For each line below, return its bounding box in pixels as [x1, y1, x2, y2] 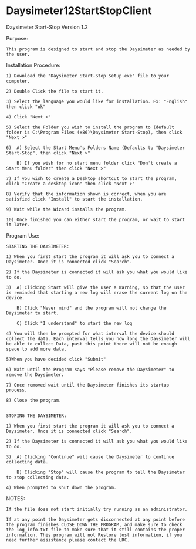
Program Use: [6, 232, 40, 239]
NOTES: [6, 494, 25, 502]
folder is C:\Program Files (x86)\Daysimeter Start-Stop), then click [6, 129, 183, 135]
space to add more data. [6, 346, 67, 352]
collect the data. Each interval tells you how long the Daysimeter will [6, 335, 191, 341]
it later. [6, 222, 31, 228]
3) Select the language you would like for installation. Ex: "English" [6, 99, 188, 104]
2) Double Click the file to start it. [6, 88, 104, 94]
